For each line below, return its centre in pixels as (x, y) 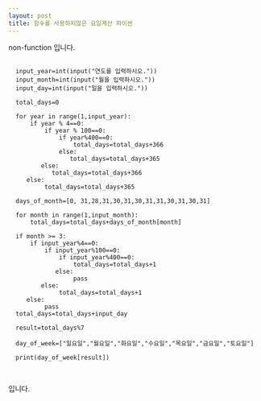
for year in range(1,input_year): (73, 116)
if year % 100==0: (75, 130)
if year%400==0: (86, 138)
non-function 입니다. (42, 47)
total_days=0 (37, 102)
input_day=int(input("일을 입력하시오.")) (82, 88)
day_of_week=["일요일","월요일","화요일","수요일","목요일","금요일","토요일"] (135, 343)
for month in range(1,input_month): (77, 215)
